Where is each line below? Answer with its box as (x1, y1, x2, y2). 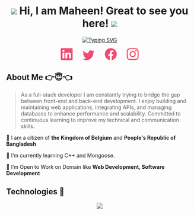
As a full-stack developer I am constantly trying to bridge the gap (20, 91, 180, 98)
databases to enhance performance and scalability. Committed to (20, 110, 181, 117)
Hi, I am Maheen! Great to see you (19, 4, 189, 18)
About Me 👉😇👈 (6, 72, 72, 82)
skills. (20, 123, 35, 130)
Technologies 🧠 (6, 187, 65, 197)
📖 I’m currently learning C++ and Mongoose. (6, 152, 115, 159)
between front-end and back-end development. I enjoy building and (20, 97, 187, 104)
